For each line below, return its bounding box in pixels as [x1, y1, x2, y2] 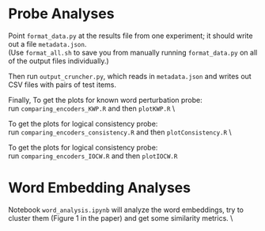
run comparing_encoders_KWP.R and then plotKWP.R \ [8, 104, 176, 113]
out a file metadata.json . [8, 39, 87, 48]
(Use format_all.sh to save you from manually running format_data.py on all [8, 47, 258, 57]
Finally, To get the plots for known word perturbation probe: [8, 95, 203, 104]
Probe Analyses [8, 5, 115, 23]
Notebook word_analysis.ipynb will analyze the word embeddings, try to [8, 205, 244, 214]
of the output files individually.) [8, 56, 109, 66]
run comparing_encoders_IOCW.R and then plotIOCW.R [8, 151, 178, 161]
